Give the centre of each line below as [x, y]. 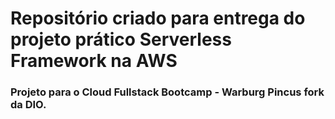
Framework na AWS [94, 61]
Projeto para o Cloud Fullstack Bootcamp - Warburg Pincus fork [167, 92]
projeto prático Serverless [121, 39]
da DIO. [28, 105]
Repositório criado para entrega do [158, 18]
